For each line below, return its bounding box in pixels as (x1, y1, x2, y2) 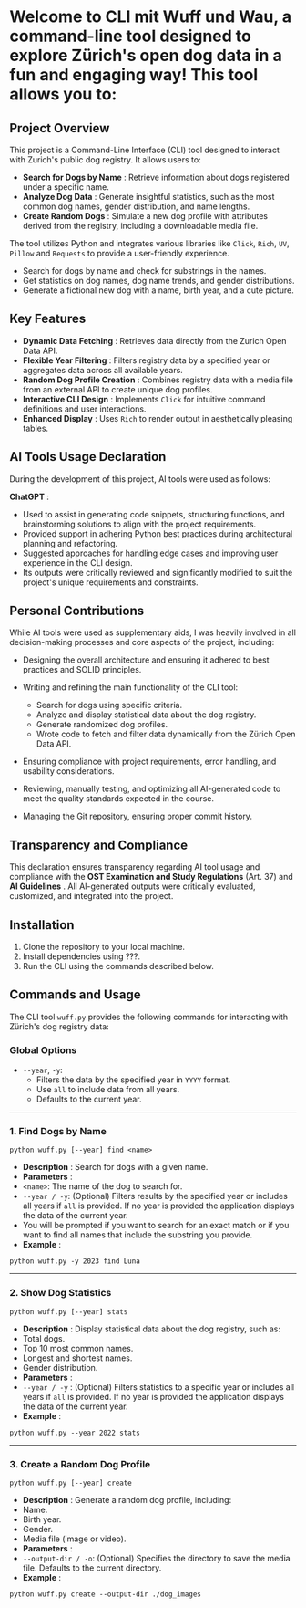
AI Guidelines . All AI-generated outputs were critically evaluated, (9, 881, 257, 892)
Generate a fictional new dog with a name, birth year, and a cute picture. (22, 285, 294, 296)
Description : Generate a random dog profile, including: (22, 1495, 232, 1506)
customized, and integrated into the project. (9, 891, 174, 902)
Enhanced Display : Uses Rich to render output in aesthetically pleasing (22, 412, 293, 423)
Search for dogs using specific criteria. (36, 700, 183, 711)
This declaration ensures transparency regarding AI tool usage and (9, 861, 260, 872)
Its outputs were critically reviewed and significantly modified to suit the (22, 567, 293, 578)
